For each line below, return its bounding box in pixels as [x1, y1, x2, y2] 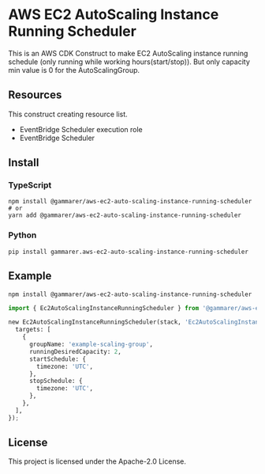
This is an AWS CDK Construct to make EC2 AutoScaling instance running [8, 48, 248, 58]
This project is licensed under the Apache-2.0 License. [8, 457, 187, 466]
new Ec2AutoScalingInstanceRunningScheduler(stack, [8, 318, 181, 326]
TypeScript [8, 180, 52, 191]
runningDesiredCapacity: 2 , [28, 347, 122, 355]
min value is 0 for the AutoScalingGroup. [8, 65, 140, 74]
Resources [8, 89, 62, 102]
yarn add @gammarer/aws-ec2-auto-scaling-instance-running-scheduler [8, 211, 242, 219]
